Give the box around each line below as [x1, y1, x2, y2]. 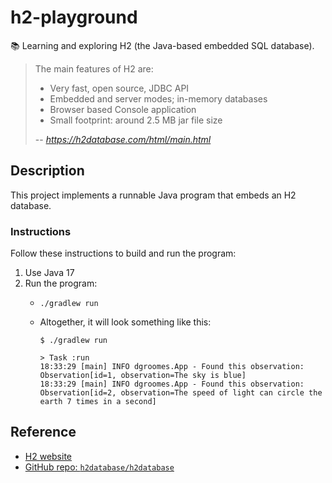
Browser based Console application [49, 103, 197, 115]
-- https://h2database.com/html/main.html [34, 133, 212, 145]
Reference [10, 424, 77, 441]
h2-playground [10, 6, 138, 29]
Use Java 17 [24, 267, 75, 279]
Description [10, 162, 85, 180]
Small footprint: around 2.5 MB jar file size [49, 114, 223, 126]
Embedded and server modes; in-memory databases [49, 92, 268, 105]
